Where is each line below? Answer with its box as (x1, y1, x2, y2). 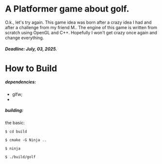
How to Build (5, 63, 57, 74)
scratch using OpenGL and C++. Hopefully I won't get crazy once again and (5, 30, 157, 35)
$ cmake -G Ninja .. (5, 137, 47, 142)
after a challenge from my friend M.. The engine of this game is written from (5, 24, 157, 30)
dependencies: (5, 79, 36, 85)
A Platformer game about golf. (5, 3, 130, 15)
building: (5, 107, 24, 113)
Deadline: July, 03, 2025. (5, 46, 57, 52)
